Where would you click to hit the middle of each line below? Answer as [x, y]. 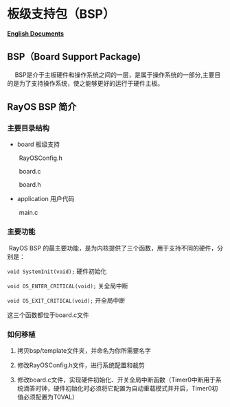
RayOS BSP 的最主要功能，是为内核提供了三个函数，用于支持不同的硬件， [113, 248]
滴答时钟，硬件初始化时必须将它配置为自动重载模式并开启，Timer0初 [120, 388]
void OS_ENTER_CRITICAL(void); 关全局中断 [68, 286]
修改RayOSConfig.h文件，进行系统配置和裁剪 [81, 365]
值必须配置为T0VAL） [48, 397]
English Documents [35, 33]
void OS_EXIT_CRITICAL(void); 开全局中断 [66, 300]
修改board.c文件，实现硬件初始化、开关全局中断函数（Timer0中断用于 [116, 380]
